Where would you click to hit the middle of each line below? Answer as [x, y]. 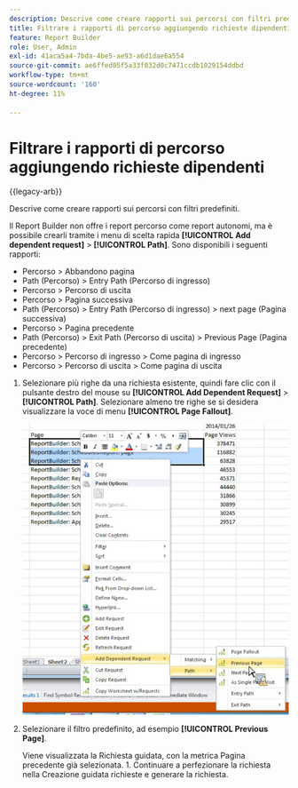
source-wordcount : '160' [55, 84]
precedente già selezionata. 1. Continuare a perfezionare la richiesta [146, 765]
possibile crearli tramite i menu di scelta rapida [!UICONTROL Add [130, 235]
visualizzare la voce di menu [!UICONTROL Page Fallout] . [127, 411]
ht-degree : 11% [37, 93]
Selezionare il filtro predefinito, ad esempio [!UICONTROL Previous [145, 729]
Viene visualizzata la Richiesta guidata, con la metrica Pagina [133, 756]
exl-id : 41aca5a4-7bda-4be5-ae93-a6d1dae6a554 [97, 56]
